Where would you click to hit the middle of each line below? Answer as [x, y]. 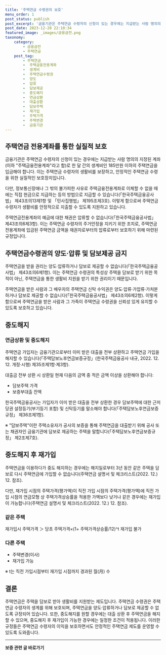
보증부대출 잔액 [27, 392]
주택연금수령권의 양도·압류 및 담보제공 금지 [66, 253]
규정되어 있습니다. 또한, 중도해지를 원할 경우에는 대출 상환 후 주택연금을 [83, 614]
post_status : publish [27, 19]
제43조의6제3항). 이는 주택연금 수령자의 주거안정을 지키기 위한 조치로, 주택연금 [81, 224]
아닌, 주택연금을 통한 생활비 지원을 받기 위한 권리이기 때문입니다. [76, 279]
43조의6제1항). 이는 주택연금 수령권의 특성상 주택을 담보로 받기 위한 [88, 272]
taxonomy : [15, 38]
